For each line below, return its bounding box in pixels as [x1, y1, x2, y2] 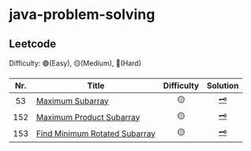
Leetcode [9, 37, 57, 51]
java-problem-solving [9, 6, 155, 24]
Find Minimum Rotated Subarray [36, 128, 156, 139]
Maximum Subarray [36, 95, 109, 106]
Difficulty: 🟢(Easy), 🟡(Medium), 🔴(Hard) [9, 59, 141, 68]
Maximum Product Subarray [36, 111, 140, 123]
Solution [206, 81, 239, 91]
